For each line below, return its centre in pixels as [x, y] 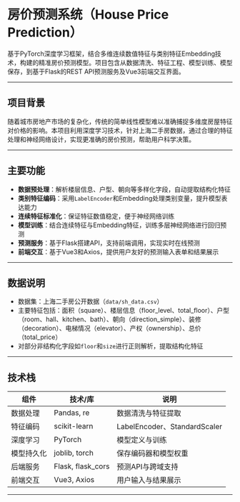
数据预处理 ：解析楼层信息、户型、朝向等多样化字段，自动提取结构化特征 [124, 189]
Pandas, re [72, 413]
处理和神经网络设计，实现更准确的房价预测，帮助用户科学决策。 [101, 139]
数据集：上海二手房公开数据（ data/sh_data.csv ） [90, 301]
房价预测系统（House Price [88, 15]
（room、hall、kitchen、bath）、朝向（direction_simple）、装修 [109, 319]
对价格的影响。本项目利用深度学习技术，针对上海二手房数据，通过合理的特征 [120, 130]
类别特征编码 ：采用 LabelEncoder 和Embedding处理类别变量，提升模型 [119, 198]
